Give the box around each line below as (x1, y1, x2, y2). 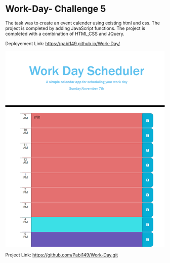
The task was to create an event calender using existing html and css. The (5, 20, 160, 26)
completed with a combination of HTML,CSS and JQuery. (5, 30, 125, 37)
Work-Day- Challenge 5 (5, 3, 106, 15)
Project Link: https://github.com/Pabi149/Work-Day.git (5, 252, 118, 258)
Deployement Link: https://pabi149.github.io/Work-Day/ (5, 40, 120, 46)
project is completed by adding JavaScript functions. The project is (5, 25, 146, 31)
